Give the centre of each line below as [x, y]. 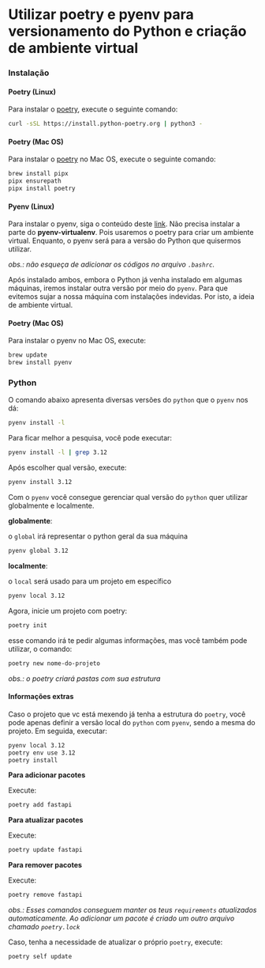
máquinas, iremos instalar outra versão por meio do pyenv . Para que [118, 288]
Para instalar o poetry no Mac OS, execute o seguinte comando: [112, 159]
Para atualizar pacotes [46, 820]
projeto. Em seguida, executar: [58, 731]
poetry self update [40, 957]
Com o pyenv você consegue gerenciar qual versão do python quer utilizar [128, 497]
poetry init [28, 625]
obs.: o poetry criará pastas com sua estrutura [84, 679]
